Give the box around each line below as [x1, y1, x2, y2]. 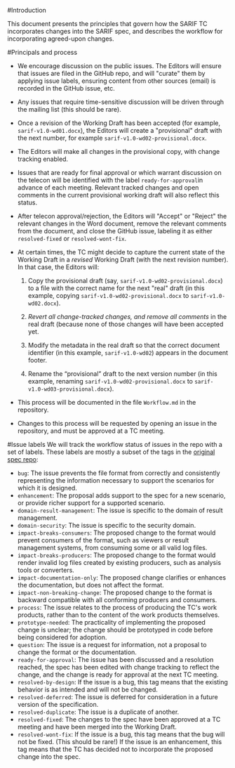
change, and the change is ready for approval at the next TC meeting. [17, 670, 219, 679]
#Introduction [7, 6, 47, 14]
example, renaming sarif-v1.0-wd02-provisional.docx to [27, 377, 193, 385]
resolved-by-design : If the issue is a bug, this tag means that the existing [17, 678, 228, 686]
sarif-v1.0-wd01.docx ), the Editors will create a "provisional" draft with [17, 126, 222, 134]
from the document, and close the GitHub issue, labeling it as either [17, 227, 213, 235]
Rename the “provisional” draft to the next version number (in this [27, 370, 217, 378]
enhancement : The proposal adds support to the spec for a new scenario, [17, 491, 226, 500]
